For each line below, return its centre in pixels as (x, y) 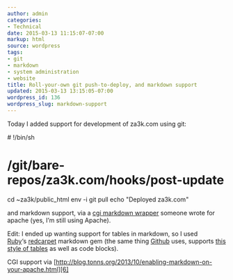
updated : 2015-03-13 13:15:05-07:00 (60, 91)
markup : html (26, 40)
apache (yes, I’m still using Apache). (59, 220)
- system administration (43, 72)
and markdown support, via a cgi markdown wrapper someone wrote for (111, 213)
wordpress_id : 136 (34, 98)
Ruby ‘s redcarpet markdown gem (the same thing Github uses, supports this (116, 241)
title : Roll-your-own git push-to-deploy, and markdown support (102, 85)
